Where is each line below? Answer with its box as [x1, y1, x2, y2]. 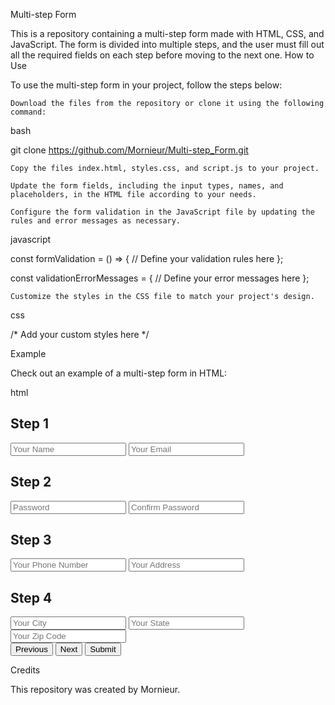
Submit [89, 644, 117, 655]
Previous [15, 644, 48, 655]
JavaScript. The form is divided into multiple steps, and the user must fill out [10, 39, 325, 50]
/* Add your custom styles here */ [10, 329, 150, 340]
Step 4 [10, 589, 53, 606]
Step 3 [10, 532, 52, 549]
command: [10, 107, 47, 117]
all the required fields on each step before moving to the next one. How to [10, 49, 315, 61]
